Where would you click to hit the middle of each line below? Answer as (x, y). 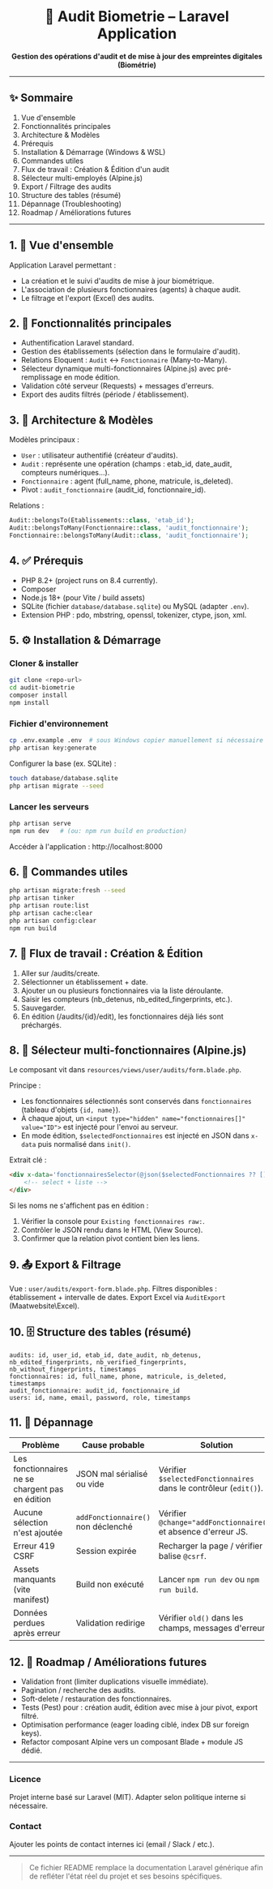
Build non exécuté (110, 1585)
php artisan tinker (42, 898)
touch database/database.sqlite (64, 778)
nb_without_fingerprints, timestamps (73, 1369)
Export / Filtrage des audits (66, 187)
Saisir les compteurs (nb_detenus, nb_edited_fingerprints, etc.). (127, 999)
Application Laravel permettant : (63, 265)
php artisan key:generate (53, 748)
